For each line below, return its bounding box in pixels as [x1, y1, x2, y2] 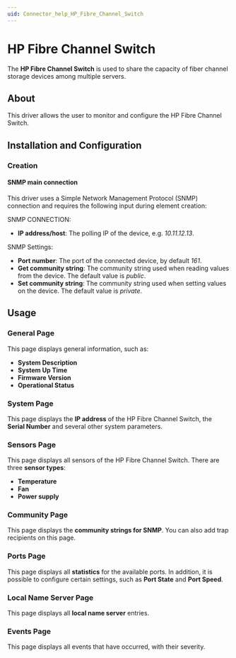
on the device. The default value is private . [17, 286, 143, 295]
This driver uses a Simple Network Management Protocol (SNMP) [7, 194, 199, 202]
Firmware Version [17, 373, 71, 381]
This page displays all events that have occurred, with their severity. [7, 642, 206, 651]
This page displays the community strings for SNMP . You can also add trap [7, 526, 229, 535]
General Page [7, 328, 55, 338]
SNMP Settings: [7, 242, 54, 251]
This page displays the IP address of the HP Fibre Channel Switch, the [7, 414, 212, 423]
